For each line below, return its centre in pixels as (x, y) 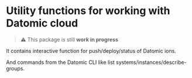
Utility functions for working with (88, 11)
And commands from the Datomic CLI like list (61, 62)
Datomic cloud (42, 23)
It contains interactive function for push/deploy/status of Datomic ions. (91, 50)
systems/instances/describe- (151, 62)
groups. (16, 68)
